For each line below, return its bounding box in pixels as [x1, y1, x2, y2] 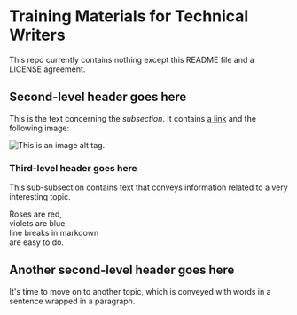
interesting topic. [9, 192, 71, 202]
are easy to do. [9, 237, 65, 248]
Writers [9, 25, 66, 45]
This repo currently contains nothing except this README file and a [9, 54, 254, 65]
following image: [9, 122, 70, 133]
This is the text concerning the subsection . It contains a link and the [9, 113, 257, 123]
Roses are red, [9, 209, 62, 219]
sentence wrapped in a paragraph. [9, 295, 136, 306]
